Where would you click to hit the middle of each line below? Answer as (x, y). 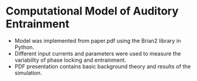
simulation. (28, 73)
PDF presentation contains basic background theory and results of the (102, 66)
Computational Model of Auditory (92, 11)
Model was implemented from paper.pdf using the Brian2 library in (98, 40)
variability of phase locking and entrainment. (70, 60)
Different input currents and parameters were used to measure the (98, 53)
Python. (24, 47)
